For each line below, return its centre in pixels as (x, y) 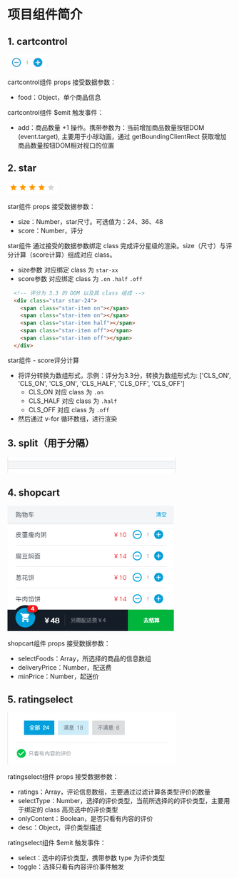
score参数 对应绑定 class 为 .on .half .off (80, 278)
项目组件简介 (45, 15)
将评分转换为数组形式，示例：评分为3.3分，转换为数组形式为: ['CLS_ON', (124, 375)
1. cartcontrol (37, 41)
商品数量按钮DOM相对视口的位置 (66, 146)
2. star (22, 168)
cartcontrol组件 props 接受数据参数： (62, 82)
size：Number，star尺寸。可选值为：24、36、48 (90, 221)
